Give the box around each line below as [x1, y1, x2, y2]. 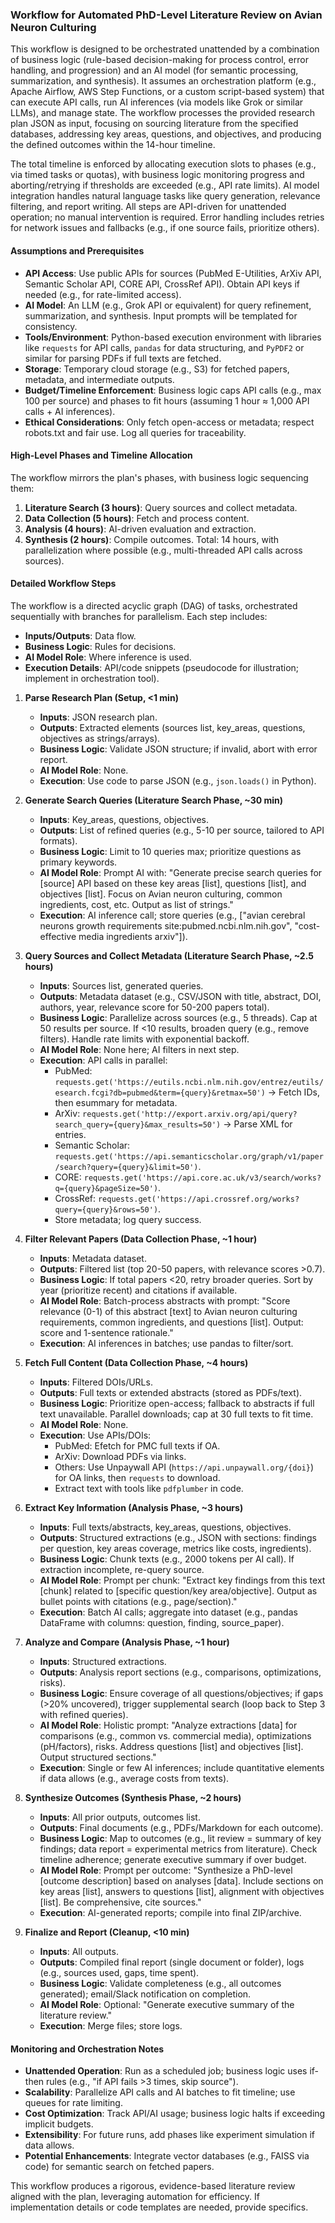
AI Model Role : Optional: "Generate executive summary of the [39, 1998, 295, 2010]
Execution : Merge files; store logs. [39, 2019, 183, 2032]
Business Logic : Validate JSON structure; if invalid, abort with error [39, 743, 318, 755]
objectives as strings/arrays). [39, 732, 161, 744]
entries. [54, 1128, 87, 1140]
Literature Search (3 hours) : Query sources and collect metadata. [24, 501, 298, 513]
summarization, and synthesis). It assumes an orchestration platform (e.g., [10, 75, 317, 87]
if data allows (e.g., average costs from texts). [39, 1772, 230, 1784]
